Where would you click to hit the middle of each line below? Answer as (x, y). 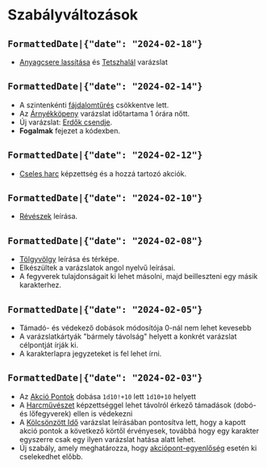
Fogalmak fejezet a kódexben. (70, 130)
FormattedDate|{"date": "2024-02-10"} (105, 198)
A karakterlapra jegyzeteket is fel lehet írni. (90, 354)
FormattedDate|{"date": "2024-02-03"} (105, 378)
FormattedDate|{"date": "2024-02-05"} (105, 309)
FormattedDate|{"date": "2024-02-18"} (105, 44)
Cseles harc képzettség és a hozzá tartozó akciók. (103, 173)
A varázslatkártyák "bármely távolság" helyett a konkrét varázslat (128, 336)
